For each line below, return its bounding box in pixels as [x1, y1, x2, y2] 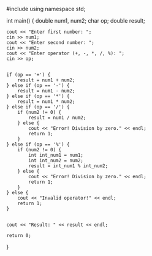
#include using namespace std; [6, 6, 86, 12]
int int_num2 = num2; [28, 157, 84, 164]
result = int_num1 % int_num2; [28, 163, 108, 169]
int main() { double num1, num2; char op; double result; [6, 17, 145, 24]
